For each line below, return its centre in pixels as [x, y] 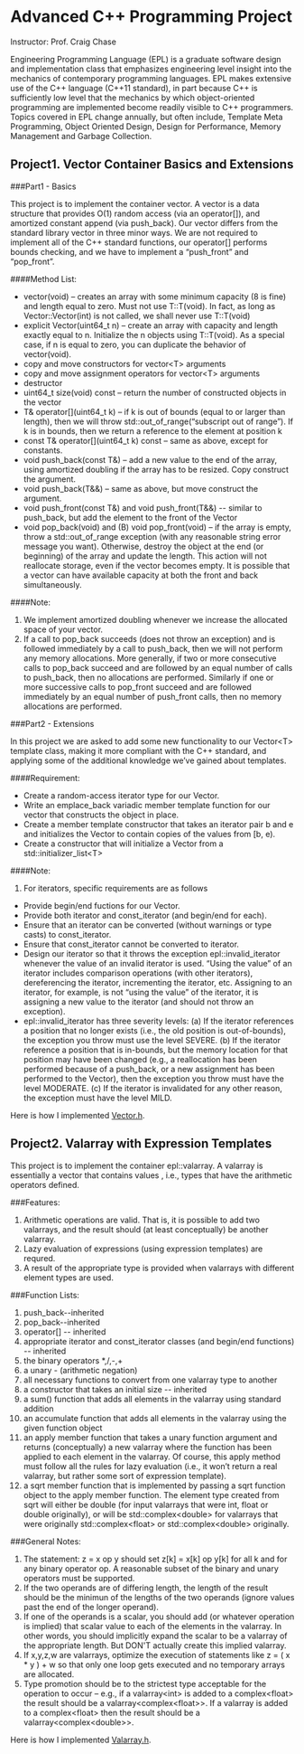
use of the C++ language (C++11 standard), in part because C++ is [134, 88]
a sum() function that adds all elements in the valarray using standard [152, 1399]
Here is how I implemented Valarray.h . [81, 1740]
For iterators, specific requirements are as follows [115, 888]
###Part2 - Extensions [52, 723]
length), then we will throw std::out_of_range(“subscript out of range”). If [158, 421]
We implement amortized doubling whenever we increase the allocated [155, 619]
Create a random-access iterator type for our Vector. [121, 795]
